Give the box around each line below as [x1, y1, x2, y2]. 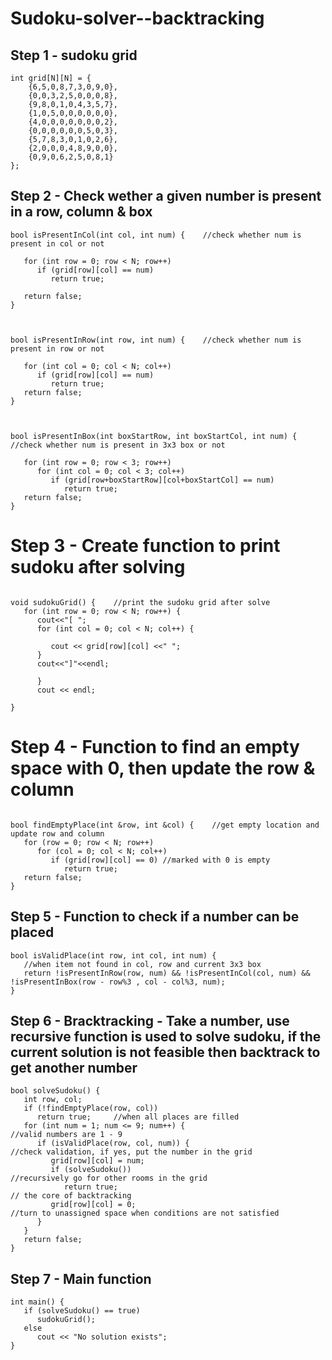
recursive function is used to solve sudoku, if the [10, 1028, 322, 1045]
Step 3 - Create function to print [10, 535, 281, 557]
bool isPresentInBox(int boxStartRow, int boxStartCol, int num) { [10, 431, 298, 441]
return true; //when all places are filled [36, 1112, 240, 1122]
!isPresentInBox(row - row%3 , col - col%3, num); [10, 977, 226, 987]
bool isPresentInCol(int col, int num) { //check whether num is [10, 230, 302, 240]
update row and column [10, 828, 105, 839]
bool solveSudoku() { [10, 1086, 101, 1096]
